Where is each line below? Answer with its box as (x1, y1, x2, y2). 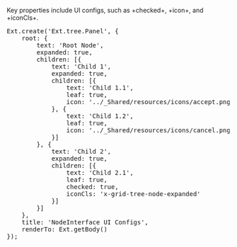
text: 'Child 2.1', (66, 169, 134, 176)
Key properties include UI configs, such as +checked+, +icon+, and (6, 6, 204, 14)
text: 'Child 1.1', (66, 84, 134, 91)
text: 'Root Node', (36, 42, 104, 49)
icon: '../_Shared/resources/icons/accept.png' (66, 98, 235, 105)
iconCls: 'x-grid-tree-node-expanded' (66, 190, 201, 197)
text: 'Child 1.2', (66, 113, 134, 120)
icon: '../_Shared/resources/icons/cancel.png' (66, 127, 235, 134)
